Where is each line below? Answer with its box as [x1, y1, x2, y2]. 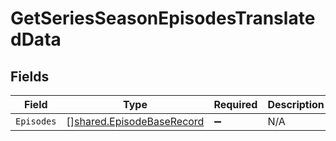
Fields [10, 68, 50, 85]
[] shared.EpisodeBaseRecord [66, 115, 205, 128]
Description [267, 98, 325, 111]
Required [213, 98, 258, 111]
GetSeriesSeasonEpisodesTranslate [10, 7, 316, 30]
